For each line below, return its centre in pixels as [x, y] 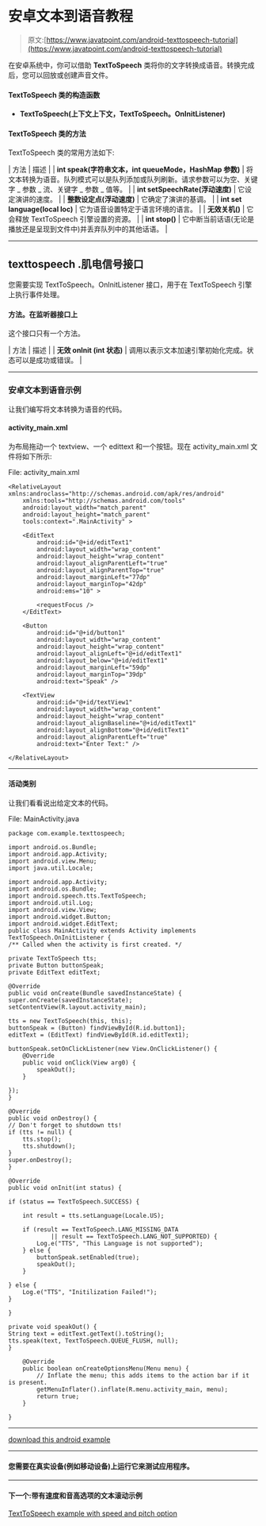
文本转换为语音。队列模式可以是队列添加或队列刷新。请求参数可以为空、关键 [133, 180]
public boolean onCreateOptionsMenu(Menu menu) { [106, 1369]
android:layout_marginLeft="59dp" [93, 667]
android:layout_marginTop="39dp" [92, 674]
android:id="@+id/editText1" [85, 542]
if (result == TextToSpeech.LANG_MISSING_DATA [101, 1230]
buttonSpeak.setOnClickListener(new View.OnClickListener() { [113, 1049]
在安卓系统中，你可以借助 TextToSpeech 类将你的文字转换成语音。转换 [125, 65]
